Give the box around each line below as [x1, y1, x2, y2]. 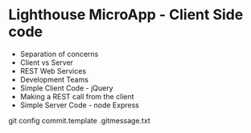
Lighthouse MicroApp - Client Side [8, 6, 244, 24]
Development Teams [19, 75, 88, 84]
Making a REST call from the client [19, 91, 134, 101]
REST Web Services [19, 66, 87, 75]
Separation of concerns [19, 49, 99, 58]
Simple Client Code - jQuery [19, 83, 114, 93]
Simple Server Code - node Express [19, 100, 139, 110]
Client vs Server [19, 58, 74, 67]
